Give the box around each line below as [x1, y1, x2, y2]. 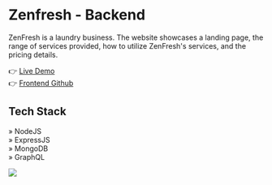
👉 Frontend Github [8, 78, 74, 88]
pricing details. [8, 49, 58, 59]
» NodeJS [8, 126, 42, 136]
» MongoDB [8, 144, 49, 153]
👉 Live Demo [8, 66, 55, 75]
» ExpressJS [8, 135, 50, 144]
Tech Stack [8, 105, 67, 118]
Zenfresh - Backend [8, 6, 146, 24]
